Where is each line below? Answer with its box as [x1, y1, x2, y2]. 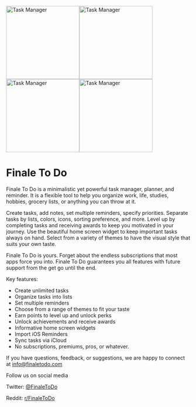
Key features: [6, 275, 38, 282]
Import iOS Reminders [14, 330, 68, 337]
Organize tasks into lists [14, 293, 73, 300]
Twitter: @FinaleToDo [6, 383, 58, 390]
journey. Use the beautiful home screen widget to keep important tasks [6, 228, 177, 235]
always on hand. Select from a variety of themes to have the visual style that [6, 234, 190, 241]
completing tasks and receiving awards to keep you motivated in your [6, 221, 174, 228]
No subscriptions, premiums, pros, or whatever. [14, 343, 130, 350]
